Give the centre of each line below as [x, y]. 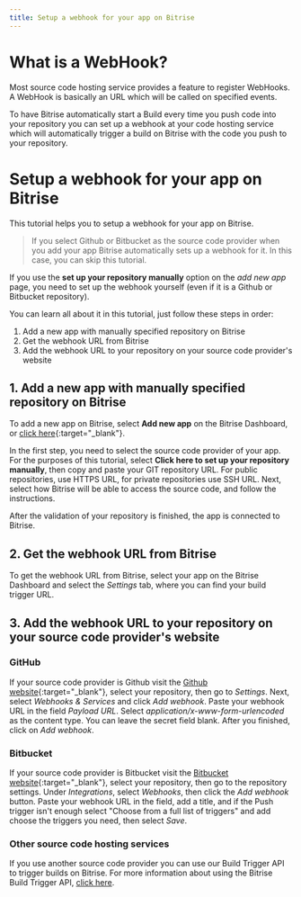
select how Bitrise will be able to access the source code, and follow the [143, 489]
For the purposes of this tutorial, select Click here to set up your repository [150, 461]
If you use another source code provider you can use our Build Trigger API [147, 864]
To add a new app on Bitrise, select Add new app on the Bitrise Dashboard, [149, 424]
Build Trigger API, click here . [62, 883]
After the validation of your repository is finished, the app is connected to [145, 516]
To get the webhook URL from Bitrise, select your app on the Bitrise [134, 576]
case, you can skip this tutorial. [89, 260]
